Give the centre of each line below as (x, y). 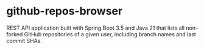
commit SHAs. (24, 41)
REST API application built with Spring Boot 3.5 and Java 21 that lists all (95, 28)
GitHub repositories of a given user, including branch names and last (110, 34)
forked (15, 34)
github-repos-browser (65, 11)
